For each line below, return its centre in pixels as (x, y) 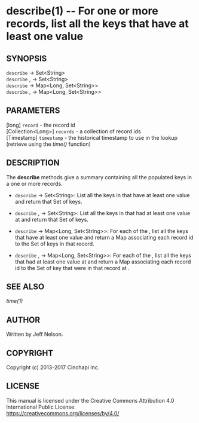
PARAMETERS (33, 111)
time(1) (15, 301)
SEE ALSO (25, 287)
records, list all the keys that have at (98, 24)
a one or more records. (34, 183)
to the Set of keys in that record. (54, 244)
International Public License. (41, 407)
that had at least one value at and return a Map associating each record (103, 262)
